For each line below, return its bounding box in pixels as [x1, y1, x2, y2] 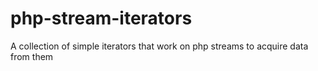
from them [10, 50, 54, 62]
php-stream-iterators [10, 7, 193, 30]
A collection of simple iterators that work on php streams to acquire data [10, 40, 309, 52]
